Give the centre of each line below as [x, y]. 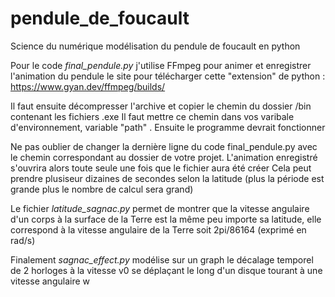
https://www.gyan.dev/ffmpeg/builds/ [88, 86]
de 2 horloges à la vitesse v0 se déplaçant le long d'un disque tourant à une [166, 270]
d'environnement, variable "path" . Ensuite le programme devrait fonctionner [168, 127]
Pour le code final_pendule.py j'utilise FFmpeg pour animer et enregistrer [161, 65]
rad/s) [23, 240]
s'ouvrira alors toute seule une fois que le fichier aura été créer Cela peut [161, 168]
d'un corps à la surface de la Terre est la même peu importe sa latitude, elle [166, 219]
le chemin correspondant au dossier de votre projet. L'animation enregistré [164, 157]
